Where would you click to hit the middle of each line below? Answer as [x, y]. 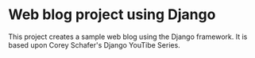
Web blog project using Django [112, 15]
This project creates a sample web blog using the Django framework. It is [128, 37]
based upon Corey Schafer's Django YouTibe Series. [94, 44]
